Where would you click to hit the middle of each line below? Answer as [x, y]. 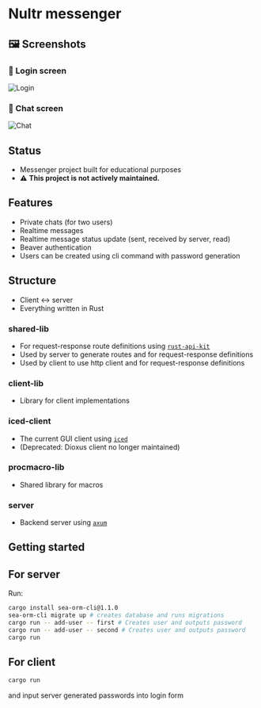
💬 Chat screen [36, 108]
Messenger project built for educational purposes [100, 169]
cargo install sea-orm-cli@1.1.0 [63, 608]
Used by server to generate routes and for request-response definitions [136, 354]
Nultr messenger [65, 14]
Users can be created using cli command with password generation [130, 255]
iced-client [30, 421]
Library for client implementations [75, 400]
